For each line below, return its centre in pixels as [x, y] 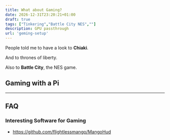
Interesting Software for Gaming [46, 121]
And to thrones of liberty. [31, 58]
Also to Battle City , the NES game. [41, 67]
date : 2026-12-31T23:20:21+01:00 [40, 15]
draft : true [18, 19]
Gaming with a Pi [32, 83]
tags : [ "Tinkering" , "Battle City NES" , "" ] [51, 24]
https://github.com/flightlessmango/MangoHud [62, 131]
